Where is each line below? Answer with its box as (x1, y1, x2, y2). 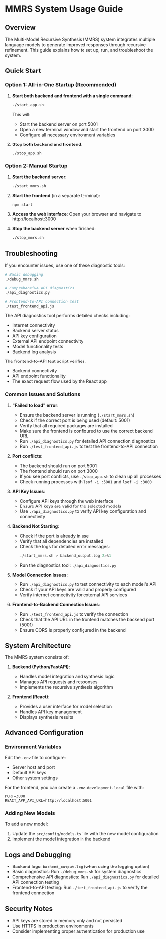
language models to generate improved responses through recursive (5, 42, 146, 48)
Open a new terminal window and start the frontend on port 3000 (19, 126, 154, 132)
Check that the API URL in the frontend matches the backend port (19, 616, 155, 622)
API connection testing (12, 879, 59, 885)
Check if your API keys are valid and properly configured (19, 586, 136, 592)
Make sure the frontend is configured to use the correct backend (19, 428, 153, 433)
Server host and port (12, 764, 55, 770)
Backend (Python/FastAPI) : (12, 664, 70, 670)
